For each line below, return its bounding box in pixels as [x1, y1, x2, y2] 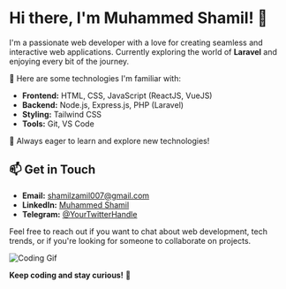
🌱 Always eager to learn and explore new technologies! [9, 135, 210, 146]
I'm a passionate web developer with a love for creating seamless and [9, 37, 263, 48]
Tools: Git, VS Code [21, 118, 94, 129]
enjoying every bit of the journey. [9, 56, 130, 66]
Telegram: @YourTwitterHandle [21, 209, 138, 219]
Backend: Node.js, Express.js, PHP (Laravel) [21, 99, 184, 110]
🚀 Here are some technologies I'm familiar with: [9, 72, 182, 83]
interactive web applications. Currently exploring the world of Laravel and [9, 46, 278, 57]
